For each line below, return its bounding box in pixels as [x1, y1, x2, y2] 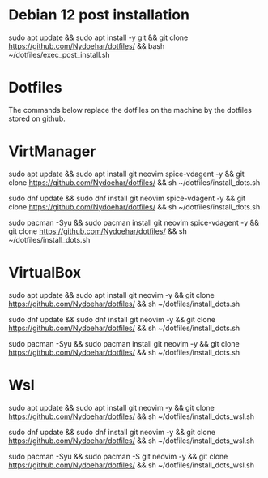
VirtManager [8, 142, 96, 161]
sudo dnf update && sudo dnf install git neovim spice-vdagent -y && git [8, 193, 245, 203]
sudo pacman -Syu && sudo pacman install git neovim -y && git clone [8, 338, 240, 348]
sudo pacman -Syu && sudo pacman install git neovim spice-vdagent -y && [8, 217, 260, 227]
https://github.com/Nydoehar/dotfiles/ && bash [8, 41, 165, 50]
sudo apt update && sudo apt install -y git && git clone [8, 32, 189, 42]
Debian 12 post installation [8, 6, 190, 24]
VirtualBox [8, 264, 82, 282]
